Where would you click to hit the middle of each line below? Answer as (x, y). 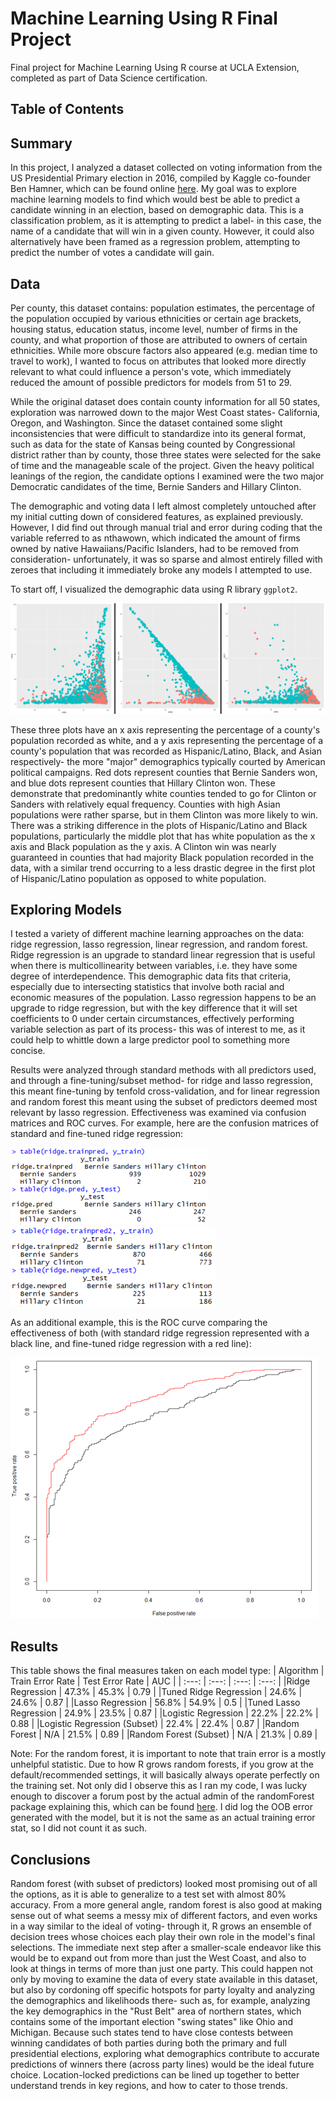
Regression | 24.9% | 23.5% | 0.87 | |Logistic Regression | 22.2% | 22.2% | (164, 1713)
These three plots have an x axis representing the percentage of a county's (165, 729)
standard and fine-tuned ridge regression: (96, 1134)
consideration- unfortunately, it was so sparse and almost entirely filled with (166, 559)
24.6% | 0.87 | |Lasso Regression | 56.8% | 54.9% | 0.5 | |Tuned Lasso (155, 1703)
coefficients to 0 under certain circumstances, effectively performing (152, 1019)
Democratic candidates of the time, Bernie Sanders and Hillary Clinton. (156, 486)
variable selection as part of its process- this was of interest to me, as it (158, 1029)
